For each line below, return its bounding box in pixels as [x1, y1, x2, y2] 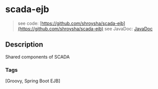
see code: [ [17, 20, 42, 26]
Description [5, 40, 43, 49]
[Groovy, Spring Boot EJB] [5, 78, 60, 84]
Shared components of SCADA [5, 54, 70, 60]
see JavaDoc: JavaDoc [104, 25, 153, 31]
